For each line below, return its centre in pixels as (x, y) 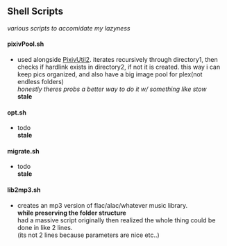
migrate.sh (23, 151)
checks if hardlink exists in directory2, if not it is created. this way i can (119, 67)
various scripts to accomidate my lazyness (69, 28)
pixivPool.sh (26, 44)
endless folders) (41, 82)
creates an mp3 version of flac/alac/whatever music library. (102, 205)
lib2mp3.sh (24, 190)
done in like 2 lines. (45, 227)
